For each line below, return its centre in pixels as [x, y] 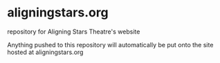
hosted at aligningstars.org [45, 52]
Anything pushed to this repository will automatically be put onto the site [110, 45]
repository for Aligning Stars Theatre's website [74, 32]
